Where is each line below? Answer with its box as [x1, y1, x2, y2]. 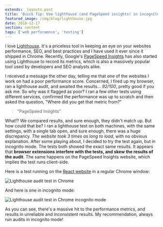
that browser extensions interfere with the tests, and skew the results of [5, 149, 154, 155]
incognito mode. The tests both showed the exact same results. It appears [5, 144, 154, 149]
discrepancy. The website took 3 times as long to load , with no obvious [5, 133, 147, 139]
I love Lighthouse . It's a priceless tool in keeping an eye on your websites [5, 43, 151, 49]
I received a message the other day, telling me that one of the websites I [5, 73, 149, 79]
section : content [5, 25, 40, 30]
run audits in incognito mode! [5, 217, 64, 222]
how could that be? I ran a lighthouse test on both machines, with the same [5, 123, 155, 129]
